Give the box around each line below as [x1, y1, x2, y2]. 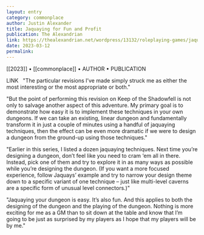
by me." [6, 222, 25, 229]
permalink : [6, 49, 34, 55]
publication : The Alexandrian [6, 32, 83, 38]
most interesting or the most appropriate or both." [6, 83, 131, 90]
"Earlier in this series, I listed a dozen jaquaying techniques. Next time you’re [6, 145, 198, 152]
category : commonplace [6, 15, 64, 21]
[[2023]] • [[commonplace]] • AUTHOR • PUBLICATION [6, 65, 146, 72]
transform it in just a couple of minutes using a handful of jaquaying [6, 121, 175, 128]
